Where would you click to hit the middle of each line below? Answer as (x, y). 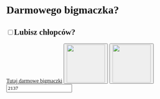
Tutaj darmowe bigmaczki (35, 81)
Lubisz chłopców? (45, 32)
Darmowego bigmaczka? (63, 10)
